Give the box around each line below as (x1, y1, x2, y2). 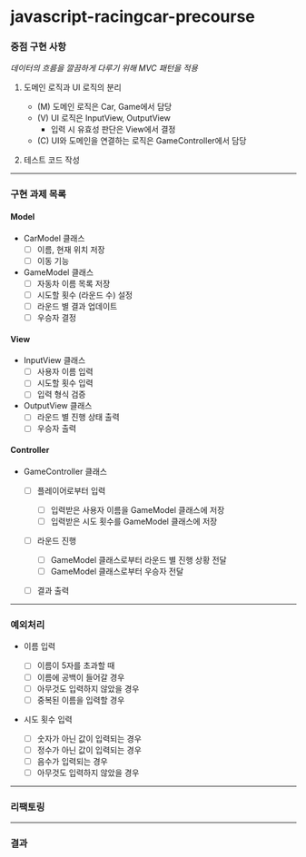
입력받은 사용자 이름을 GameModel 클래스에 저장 (50, 504, 225, 515)
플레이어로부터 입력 (36, 485, 106, 496)
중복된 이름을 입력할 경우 (36, 694, 125, 705)
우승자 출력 (36, 423, 76, 434)
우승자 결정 (36, 311, 76, 323)
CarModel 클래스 (23, 232, 85, 243)
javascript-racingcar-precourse (10, 6, 255, 27)
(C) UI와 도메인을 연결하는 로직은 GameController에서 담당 (36, 135, 247, 146)
